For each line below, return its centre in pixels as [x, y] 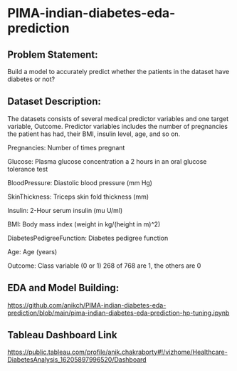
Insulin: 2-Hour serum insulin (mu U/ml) [65, 210]
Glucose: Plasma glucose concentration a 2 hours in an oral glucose [107, 161]
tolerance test [28, 169]
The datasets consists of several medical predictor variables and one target [118, 118]
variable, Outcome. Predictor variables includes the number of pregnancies [117, 126]
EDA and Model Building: [63, 288]
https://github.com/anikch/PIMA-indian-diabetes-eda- [87, 305]
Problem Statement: [53, 54]
